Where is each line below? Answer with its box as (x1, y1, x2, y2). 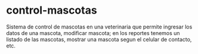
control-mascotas (6, 4, 97, 17)
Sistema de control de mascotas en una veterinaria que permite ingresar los (6, 23, 193, 30)
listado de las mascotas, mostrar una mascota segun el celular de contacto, (6, 36, 192, 43)
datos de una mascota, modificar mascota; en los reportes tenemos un (6, 29, 180, 36)
